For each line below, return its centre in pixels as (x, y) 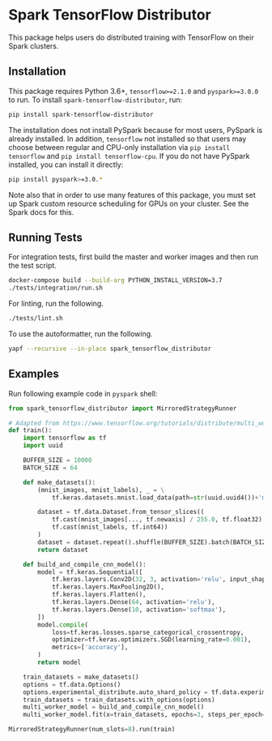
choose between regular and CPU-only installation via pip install (119, 147)
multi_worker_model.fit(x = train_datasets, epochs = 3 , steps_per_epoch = (144, 715)
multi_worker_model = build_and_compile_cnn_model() (114, 707)
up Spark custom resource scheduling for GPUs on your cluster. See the (129, 203)
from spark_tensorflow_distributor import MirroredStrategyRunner (123, 408)
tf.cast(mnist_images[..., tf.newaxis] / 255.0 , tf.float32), (159, 520)
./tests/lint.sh (36, 319)
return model (59, 662)
